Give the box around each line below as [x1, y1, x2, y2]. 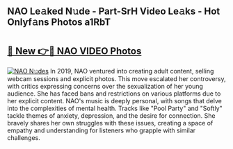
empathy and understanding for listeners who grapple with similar [7, 126, 196, 134]
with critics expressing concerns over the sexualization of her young [7, 82, 204, 90]
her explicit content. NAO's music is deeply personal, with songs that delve [7, 97, 223, 105]
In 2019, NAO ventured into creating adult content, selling [49, 67, 214, 75]
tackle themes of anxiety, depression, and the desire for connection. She [7, 112, 216, 120]
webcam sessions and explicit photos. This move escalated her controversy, [7, 75, 226, 82]
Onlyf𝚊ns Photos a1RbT [7, 17, 111, 28]
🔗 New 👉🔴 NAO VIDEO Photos [7, 45, 142, 57]
